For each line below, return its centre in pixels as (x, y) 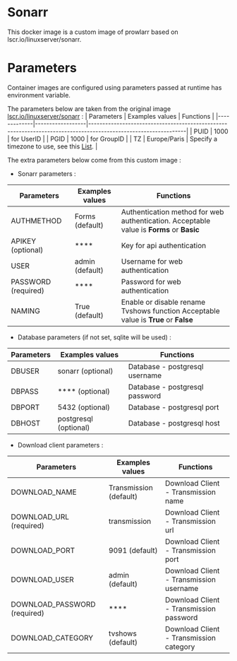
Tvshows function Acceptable (170, 310)
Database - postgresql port (174, 407)
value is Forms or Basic (160, 229)
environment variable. (39, 95)
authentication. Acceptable (166, 221)
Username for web (152, 261)
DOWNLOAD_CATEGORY (52, 638)
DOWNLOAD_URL (40, 517)
